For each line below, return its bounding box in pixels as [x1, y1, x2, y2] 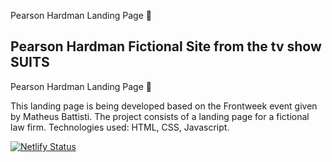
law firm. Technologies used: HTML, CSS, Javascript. [10, 121, 230, 133]
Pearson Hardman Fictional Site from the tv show [10, 38, 322, 55]
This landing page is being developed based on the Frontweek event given [10, 100, 318, 112]
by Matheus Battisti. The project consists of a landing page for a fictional [10, 110, 310, 122]
